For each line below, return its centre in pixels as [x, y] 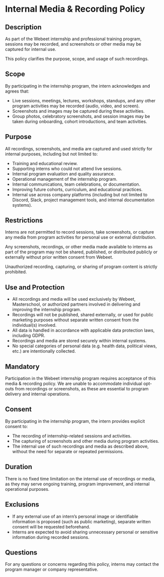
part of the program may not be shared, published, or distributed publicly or [81, 252]
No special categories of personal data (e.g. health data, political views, [84, 346]
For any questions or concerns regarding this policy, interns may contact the [82, 564]
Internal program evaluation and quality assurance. [63, 174]
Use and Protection [35, 287]
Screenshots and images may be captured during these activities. [78, 111]
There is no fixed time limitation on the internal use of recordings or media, [80, 479]
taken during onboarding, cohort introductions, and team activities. [80, 121]
